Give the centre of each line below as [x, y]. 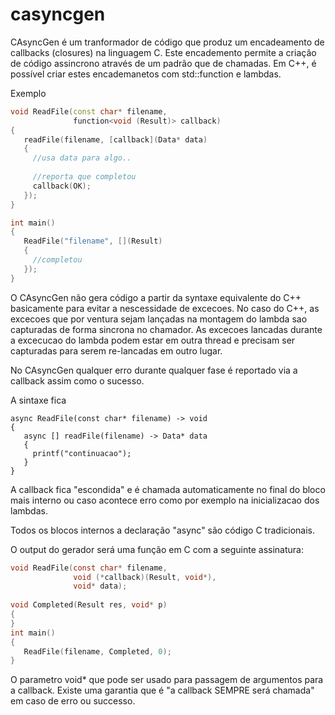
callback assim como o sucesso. [77, 380]
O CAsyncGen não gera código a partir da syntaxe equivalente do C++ [156, 297]
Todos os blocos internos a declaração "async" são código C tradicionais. [163, 530]
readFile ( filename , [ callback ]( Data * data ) [115, 139]
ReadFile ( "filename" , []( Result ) [93, 241]
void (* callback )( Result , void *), [145, 577]
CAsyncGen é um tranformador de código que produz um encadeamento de [167, 42]
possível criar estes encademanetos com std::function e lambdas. [146, 74]
